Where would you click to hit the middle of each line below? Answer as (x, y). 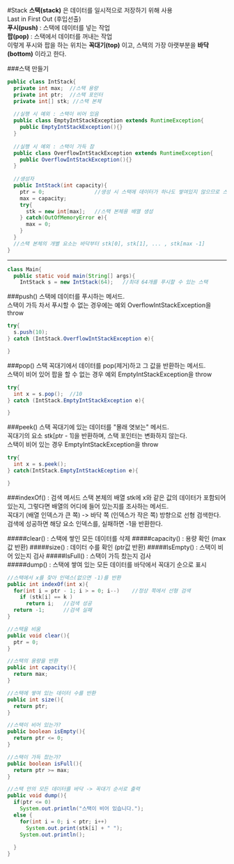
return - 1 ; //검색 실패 (53, 610)
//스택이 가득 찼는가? (34, 757)
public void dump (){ (37, 796)
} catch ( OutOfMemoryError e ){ (64, 218)
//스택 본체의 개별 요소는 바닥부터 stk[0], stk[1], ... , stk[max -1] (109, 244)
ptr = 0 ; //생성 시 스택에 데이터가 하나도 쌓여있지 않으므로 (120, 192)
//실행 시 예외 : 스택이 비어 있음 (56, 114)
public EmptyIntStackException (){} (71, 128)
